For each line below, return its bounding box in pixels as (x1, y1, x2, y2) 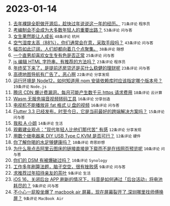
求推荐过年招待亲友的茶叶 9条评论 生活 (13, 169, 91, 176)
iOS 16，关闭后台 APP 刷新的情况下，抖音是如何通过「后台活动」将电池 (13, 176, 163, 182)
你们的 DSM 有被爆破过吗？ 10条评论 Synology (13, 157, 107, 163)
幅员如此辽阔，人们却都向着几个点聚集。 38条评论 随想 (13, 46, 124, 52)
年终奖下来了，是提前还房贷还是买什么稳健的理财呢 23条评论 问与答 (13, 64, 151, 71)
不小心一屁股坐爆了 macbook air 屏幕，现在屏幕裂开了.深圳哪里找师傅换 (13, 189, 164, 195)
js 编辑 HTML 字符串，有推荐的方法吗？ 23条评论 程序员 (13, 58, 126, 64)
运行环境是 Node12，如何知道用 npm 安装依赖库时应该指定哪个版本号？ (13, 77, 163, 84)
